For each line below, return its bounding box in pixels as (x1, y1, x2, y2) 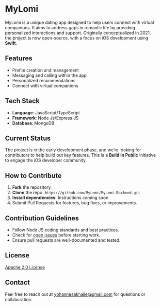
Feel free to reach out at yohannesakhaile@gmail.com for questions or (5, 291, 145, 297)
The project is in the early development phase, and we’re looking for (5, 147, 142, 153)
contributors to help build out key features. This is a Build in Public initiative (5, 152, 156, 158)
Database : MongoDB (12, 120, 55, 126)
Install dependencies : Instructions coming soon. (12, 195, 110, 200)
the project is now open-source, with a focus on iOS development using (5, 35, 149, 41)
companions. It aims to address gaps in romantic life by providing (5, 24, 136, 30)
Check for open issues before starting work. (12, 232, 100, 238)
